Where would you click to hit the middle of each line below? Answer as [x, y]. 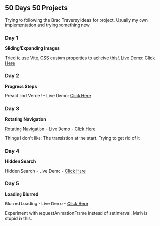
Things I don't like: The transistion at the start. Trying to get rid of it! [73, 138]
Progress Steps [21, 86]
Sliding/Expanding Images [32, 48]
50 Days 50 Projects [37, 8]
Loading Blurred [22, 194]
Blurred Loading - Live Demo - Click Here [47, 204]
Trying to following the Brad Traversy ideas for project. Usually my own [76, 20]
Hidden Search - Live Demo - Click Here [46, 171]
